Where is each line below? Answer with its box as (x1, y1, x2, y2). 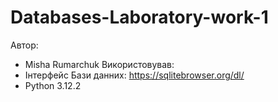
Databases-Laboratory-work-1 (10, 6, 269, 29)
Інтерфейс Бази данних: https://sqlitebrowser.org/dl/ (24, 69, 245, 81)
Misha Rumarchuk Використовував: (24, 58, 175, 70)
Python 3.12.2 (24, 79, 82, 91)
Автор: (10, 39, 39, 51)
